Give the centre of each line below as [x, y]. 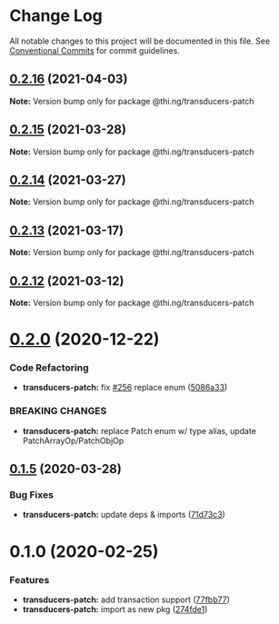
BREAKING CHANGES [58, 411]
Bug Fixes [32, 495]
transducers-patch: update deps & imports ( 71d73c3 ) [124, 515]
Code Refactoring [49, 368]
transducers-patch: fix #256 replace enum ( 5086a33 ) [125, 388]
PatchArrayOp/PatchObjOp [73, 441]
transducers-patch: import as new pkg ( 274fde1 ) [115, 609]
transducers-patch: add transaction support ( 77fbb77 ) [126, 599]
